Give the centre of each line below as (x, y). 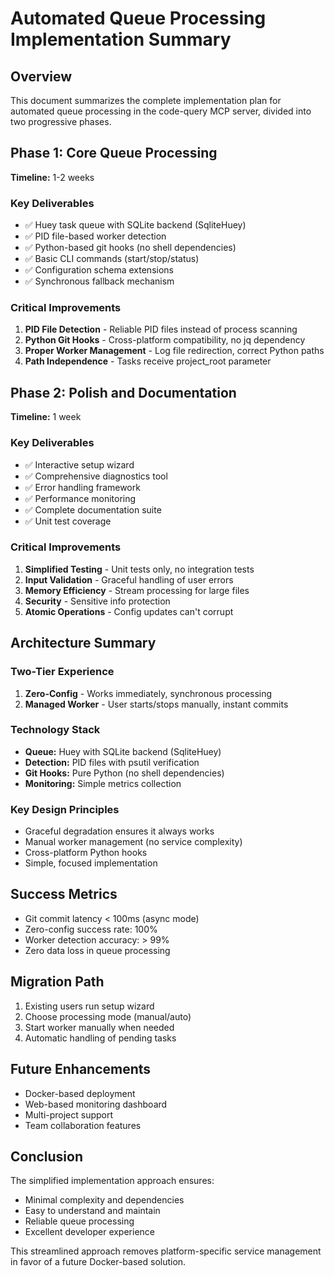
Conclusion (47, 1156)
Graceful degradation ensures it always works (119, 831)
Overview (41, 76)
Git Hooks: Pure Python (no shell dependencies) (124, 773)
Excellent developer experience (89, 1232)
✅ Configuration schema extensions (99, 270)
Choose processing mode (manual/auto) (108, 1016)
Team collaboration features (83, 1125)
